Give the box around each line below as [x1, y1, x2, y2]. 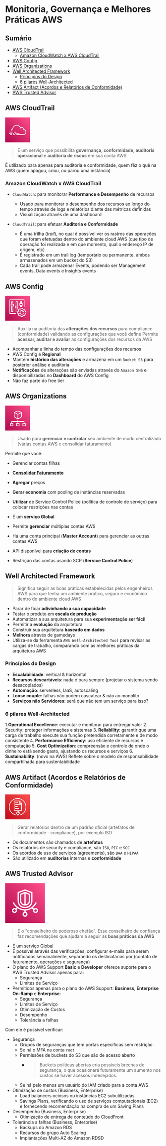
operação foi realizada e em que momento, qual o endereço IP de [19, 242, 154, 248]
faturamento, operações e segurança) [12, 959, 90, 965]
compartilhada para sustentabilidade [5, 759, 80, 765]
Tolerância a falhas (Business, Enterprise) [12, 1119, 98, 1125]
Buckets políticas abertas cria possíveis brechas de [39, 1062, 145, 1068]
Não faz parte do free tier [12, 378, 64, 383]
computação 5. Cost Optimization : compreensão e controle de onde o [5, 743, 150, 749]
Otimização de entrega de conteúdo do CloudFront [19, 1114, 124, 1120]
